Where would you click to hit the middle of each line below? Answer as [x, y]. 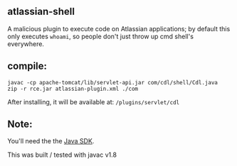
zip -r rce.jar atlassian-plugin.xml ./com [73, 89]
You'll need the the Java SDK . [51, 141]
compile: [27, 66]
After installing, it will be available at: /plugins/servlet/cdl [94, 101]
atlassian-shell [41, 12]
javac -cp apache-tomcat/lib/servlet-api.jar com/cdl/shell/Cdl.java [113, 82]
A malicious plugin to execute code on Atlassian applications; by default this [119, 28]
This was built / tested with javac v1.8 [62, 155]
